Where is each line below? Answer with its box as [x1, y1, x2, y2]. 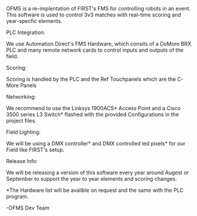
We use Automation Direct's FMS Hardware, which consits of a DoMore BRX [6, 41, 192, 47]
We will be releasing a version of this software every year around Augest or [6, 169, 189, 176]
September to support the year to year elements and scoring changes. [6, 175, 177, 182]
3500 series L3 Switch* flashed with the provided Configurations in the [6, 111, 179, 118]
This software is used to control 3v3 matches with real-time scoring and [6, 11, 182, 18]
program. [6, 193, 29, 200]
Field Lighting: [6, 129, 41, 135]
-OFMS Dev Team [6, 204, 50, 211]
